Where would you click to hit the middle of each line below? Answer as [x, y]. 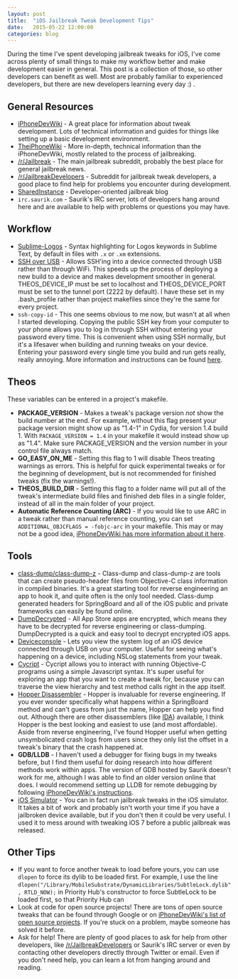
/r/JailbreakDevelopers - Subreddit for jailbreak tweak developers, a [117, 177]
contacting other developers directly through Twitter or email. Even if [119, 953]
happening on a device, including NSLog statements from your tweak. [120, 656]
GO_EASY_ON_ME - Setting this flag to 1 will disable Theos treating [116, 458]
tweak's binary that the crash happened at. [81, 747]
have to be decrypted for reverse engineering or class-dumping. [112, 626]
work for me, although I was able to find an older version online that [117, 777]
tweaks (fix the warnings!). [57, 481]
